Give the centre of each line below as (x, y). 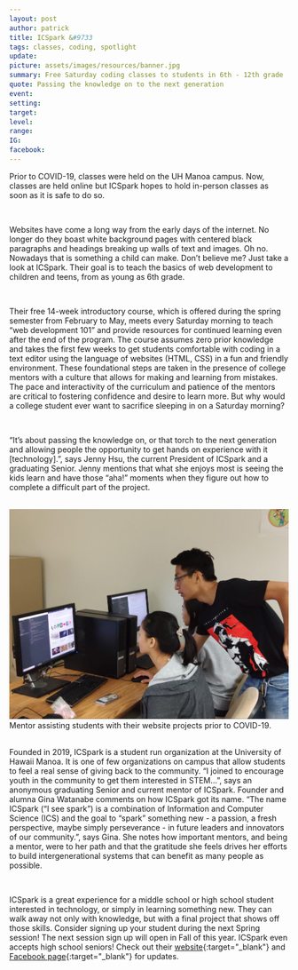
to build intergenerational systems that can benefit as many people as (137, 856)
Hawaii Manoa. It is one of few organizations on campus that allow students (147, 762)
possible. (26, 865)
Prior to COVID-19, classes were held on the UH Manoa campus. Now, (137, 176)
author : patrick (39, 28)
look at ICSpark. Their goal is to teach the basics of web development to (141, 267)
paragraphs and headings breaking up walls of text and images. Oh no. (139, 248)
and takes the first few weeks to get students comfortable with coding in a (145, 349)
